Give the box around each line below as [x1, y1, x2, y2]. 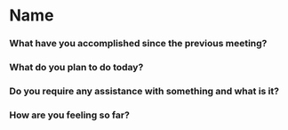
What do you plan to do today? [9, 61, 144, 74]
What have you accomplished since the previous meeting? [9, 37, 268, 50]
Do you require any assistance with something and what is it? [9, 85, 280, 97]
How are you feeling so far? [9, 109, 131, 121]
